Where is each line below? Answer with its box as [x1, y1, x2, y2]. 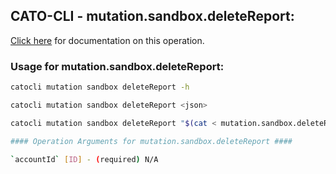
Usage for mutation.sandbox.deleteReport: [10, 59, 225, 73]
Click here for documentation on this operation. [10, 34, 205, 46]
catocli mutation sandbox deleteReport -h [10, 82, 190, 93]
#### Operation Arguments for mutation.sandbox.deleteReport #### [10, 136, 293, 146]
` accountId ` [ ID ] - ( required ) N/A [10, 154, 159, 164]
